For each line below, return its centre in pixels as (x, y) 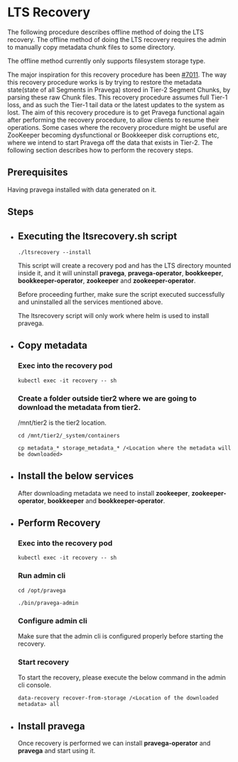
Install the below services (76, 476)
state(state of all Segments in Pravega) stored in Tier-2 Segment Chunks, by (119, 89)
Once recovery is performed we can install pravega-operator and (114, 744)
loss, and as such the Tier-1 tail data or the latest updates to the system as (116, 104)
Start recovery (43, 662)
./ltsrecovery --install (54, 252)
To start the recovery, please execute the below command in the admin (121, 677)
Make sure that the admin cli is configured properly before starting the (120, 636)
